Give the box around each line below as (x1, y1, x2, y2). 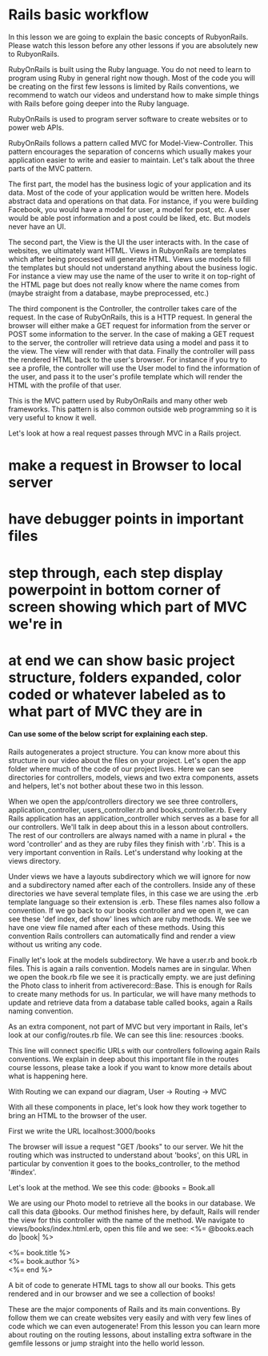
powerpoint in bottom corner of (8, 580, 222, 599)
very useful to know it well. (8, 412, 98, 422)
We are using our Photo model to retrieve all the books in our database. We (8, 1198, 256, 1208)
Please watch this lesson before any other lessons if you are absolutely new (8, 40, 258, 50)
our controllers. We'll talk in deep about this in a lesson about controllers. (8, 822, 250, 832)
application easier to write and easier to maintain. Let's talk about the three (8, 154, 255, 165)
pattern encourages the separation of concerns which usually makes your (8, 146, 252, 156)
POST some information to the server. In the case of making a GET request (8, 329, 254, 339)
